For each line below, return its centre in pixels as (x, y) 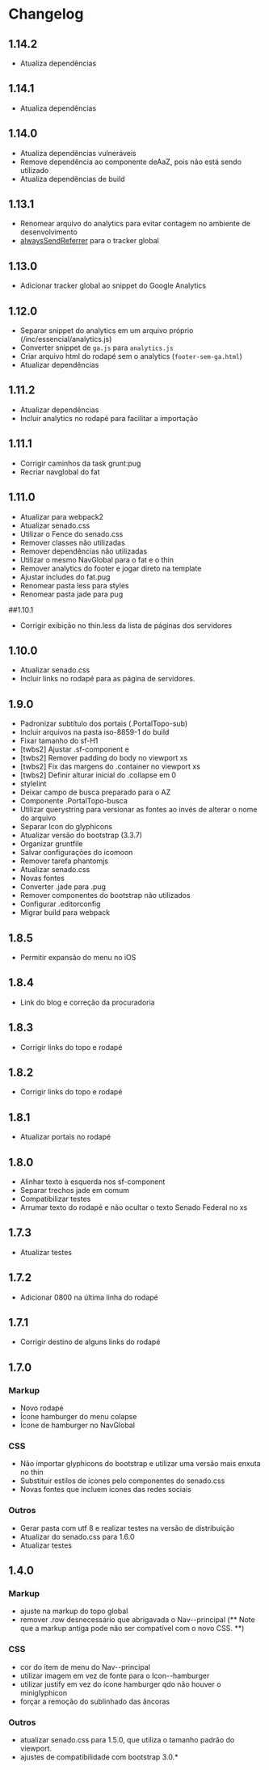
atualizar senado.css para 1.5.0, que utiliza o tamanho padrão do (127, 1740)
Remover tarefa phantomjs (64, 861)
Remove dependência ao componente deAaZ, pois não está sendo (131, 162)
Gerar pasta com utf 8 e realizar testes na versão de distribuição (127, 1528)
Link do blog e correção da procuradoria (87, 1002)
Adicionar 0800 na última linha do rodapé (89, 1297)
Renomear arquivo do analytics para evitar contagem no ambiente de (135, 224)
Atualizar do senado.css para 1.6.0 (77, 1536)
